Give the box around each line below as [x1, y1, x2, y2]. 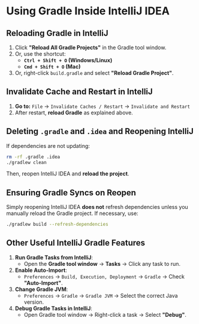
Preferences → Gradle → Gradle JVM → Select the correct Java [23, 292, 178, 299]
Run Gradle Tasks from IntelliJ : [14, 253, 93, 261]
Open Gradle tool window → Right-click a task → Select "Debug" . [23, 311, 187, 318]
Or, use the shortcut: [14, 50, 66, 57]
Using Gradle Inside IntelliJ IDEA [6, 4, 170, 18]
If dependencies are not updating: [6, 142, 90, 149]
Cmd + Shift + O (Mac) [23, 63, 81, 70]
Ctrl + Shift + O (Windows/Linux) [23, 57, 113, 63]
